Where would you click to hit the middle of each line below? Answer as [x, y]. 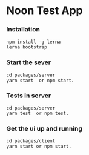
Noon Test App [44, 11]
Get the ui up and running [44, 129]
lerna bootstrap [27, 47]
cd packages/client [31, 141]
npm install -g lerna [34, 42]
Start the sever [29, 62]
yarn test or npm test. [38, 114]
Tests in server [29, 96]
